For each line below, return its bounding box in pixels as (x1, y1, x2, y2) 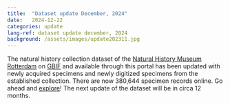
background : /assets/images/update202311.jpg (7, 36, 140, 43)
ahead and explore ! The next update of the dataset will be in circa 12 (7, 84, 202, 93)
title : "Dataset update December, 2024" (7, 10, 128, 17)
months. (7, 91, 31, 100)
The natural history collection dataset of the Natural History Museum (7, 55, 202, 63)
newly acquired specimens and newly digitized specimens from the (7, 70, 198, 78)
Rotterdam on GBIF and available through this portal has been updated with (7, 62, 220, 70)
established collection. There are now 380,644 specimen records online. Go (7, 77, 223, 85)
